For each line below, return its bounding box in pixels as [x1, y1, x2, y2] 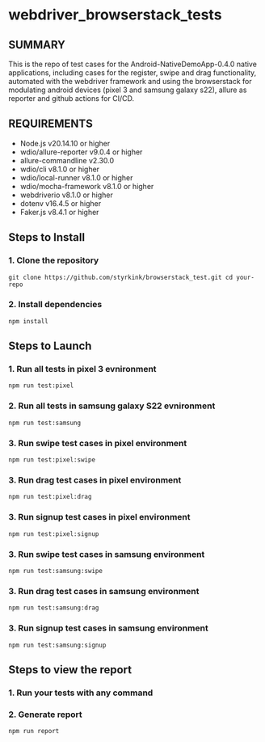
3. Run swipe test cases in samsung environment [8, 548, 205, 559]
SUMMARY [8, 38, 66, 52]
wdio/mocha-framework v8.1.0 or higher [19, 181, 154, 191]
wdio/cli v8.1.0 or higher [19, 164, 99, 174]
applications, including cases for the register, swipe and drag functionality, [8, 68, 257, 78]
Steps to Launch [8, 339, 92, 353]
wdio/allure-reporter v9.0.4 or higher [19, 147, 143, 157]
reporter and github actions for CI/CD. [8, 94, 135, 103]
